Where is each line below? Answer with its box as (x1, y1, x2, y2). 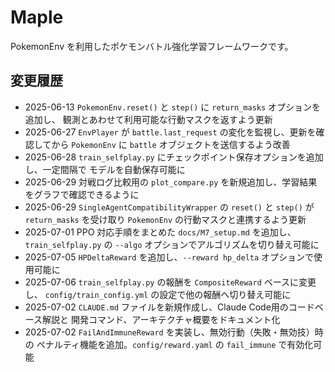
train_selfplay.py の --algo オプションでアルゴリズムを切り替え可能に (24, 238, 320, 250)
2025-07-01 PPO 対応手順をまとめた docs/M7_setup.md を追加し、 (24, 226, 297, 238)
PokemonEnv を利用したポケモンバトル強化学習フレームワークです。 (10, 40, 294, 52)
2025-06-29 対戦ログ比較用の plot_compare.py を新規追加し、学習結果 (24, 176, 318, 188)
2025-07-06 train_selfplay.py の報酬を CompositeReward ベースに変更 (24, 276, 317, 288)
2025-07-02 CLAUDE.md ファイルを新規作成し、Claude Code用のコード (24, 301, 315, 313)
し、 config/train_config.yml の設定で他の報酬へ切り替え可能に (24, 288, 292, 300)
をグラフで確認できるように (24, 188, 140, 200)
